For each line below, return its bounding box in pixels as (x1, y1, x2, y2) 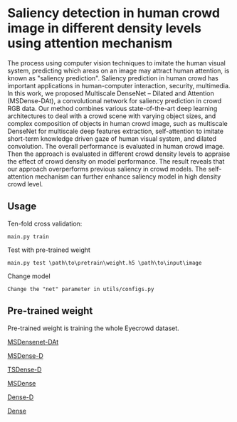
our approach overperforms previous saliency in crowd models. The (7, 164, 207, 173)
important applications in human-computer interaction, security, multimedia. (7, 81, 231, 90)
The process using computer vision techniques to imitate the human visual (7, 58, 226, 67)
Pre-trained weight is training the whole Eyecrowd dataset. (7, 324, 179, 332)
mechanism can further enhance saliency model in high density (34, 172, 221, 181)
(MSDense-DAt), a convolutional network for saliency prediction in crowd (7, 96, 222, 105)
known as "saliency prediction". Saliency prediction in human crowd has (7, 73, 218, 83)
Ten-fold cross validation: (7, 219, 83, 228)
